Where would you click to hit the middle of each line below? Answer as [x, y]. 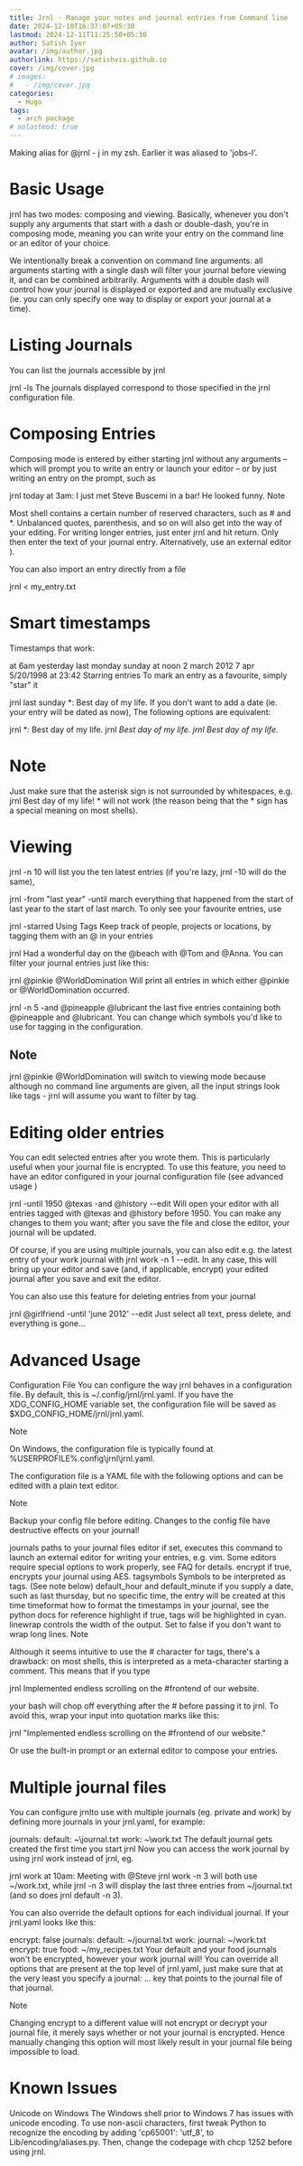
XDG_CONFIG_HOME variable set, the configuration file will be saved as [143, 1404]
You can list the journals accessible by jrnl [87, 370]
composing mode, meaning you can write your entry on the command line [147, 233]
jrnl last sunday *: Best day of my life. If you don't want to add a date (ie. [143, 702]
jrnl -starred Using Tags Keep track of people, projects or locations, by [141, 926]
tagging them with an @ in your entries [81, 936]
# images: [28, 77]
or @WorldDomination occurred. [69, 990]
